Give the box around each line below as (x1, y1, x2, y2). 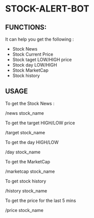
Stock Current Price (12, 51, 53, 57)
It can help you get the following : (5, 36, 74, 42)
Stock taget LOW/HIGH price (12, 57, 72, 63)
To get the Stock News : (5, 100, 55, 106)
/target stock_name (5, 129, 45, 135)
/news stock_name (5, 110, 44, 116)
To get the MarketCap (5, 158, 50, 164)
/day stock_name (5, 149, 41, 155)
